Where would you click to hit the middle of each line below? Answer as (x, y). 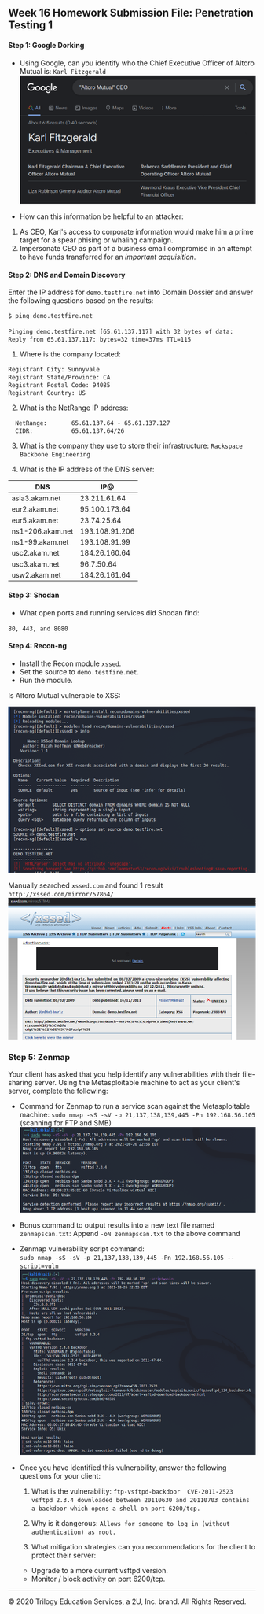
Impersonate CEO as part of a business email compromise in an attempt (136, 249)
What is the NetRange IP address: (74, 408)
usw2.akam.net (36, 574)
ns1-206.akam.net (42, 531)
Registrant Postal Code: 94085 (59, 386)
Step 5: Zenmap (39, 1057)
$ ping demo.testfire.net (50, 316)
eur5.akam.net (35, 520)
